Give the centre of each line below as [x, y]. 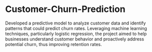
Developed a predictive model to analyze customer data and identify [75, 23]
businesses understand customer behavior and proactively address [74, 39]
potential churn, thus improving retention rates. [54, 44]
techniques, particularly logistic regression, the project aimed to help [76, 33]
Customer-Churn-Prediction [65, 9]
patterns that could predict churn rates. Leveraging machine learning [76, 28]
